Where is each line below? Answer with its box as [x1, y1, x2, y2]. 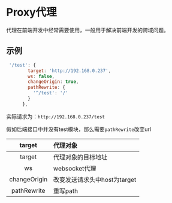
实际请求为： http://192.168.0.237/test [6, 112, 105, 120]
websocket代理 [53, 164, 96, 172]
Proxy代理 [6, 5, 57, 19]
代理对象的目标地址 [53, 153, 108, 161]
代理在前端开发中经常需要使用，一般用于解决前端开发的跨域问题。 [6, 26, 169, 34]
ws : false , [28, 73, 55, 79]
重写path [53, 187, 79, 195]
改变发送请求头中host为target [53, 175, 137, 184]
